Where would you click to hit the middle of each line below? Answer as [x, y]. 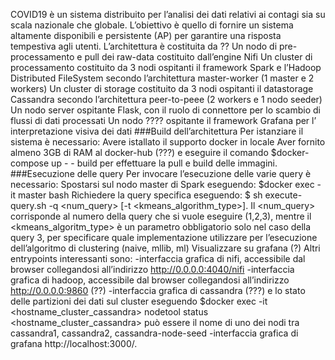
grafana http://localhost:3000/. [74, 343]
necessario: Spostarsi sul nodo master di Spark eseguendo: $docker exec [162, 184]
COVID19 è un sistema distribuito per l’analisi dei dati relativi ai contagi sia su [168, 14]
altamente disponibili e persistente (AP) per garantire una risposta [146, 35]
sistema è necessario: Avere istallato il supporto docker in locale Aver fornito [168, 142]
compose [30, 163]
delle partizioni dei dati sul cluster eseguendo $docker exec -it [139, 301]
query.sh [28, 205]
